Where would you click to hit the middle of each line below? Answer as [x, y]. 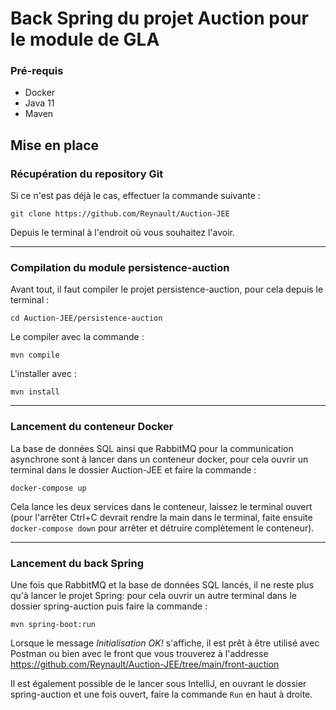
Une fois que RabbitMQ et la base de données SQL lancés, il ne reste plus [162, 585]
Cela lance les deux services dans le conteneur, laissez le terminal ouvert [161, 506]
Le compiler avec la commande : [77, 337]
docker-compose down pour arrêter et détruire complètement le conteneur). [162, 528]
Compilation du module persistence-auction [120, 268]
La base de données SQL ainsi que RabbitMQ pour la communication [152, 448]
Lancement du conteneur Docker [92, 427]
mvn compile [35, 355]
